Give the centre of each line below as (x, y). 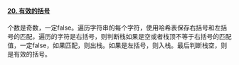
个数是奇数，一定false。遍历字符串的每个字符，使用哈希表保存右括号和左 (114, 28)
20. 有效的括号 (29, 11)
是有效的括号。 (29, 54)
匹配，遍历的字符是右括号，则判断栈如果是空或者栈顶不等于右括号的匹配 (126, 37)
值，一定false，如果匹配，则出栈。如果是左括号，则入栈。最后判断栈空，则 (117, 45)
